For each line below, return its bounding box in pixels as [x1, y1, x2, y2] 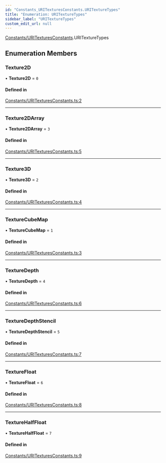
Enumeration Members [5, 49, 78, 58]
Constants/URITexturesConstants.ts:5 [5, 148, 82, 154]
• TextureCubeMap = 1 [5, 227, 53, 233]
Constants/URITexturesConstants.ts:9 [5, 453, 82, 459]
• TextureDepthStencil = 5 [5, 329, 60, 335]
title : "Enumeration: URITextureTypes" [5, 12, 87, 17]
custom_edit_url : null [5, 21, 52, 26]
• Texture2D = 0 [5, 75, 39, 81]
